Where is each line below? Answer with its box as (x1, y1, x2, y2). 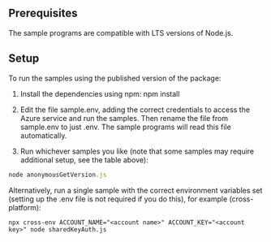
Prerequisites (8, 6, 78, 20)
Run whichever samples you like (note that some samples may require (19, 146, 255, 156)
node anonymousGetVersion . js (8, 171, 107, 179)
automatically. (19, 130, 67, 140)
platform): (8, 202, 42, 212)
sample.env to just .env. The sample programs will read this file (19, 122, 231, 132)
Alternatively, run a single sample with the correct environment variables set (8, 185, 263, 195)
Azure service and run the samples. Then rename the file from (19, 113, 229, 123)
